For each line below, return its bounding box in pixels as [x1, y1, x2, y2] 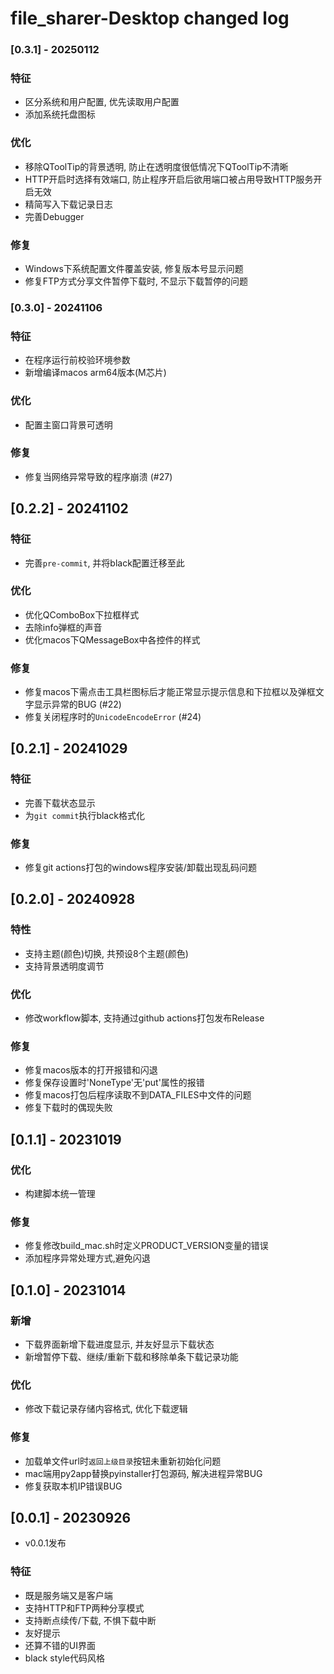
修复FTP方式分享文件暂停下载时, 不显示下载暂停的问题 [24, 275, 249, 287]
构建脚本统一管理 [24, 1188, 96, 1200]
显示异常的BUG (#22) [33, 698, 122, 711]
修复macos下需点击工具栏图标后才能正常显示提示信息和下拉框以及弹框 [24, 686, 316, 698]
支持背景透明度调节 [24, 960, 105, 972]
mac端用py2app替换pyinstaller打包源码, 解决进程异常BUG [24, 1467, 263, 1479]
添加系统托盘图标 [24, 108, 96, 121]
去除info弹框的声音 [24, 621, 103, 633]
